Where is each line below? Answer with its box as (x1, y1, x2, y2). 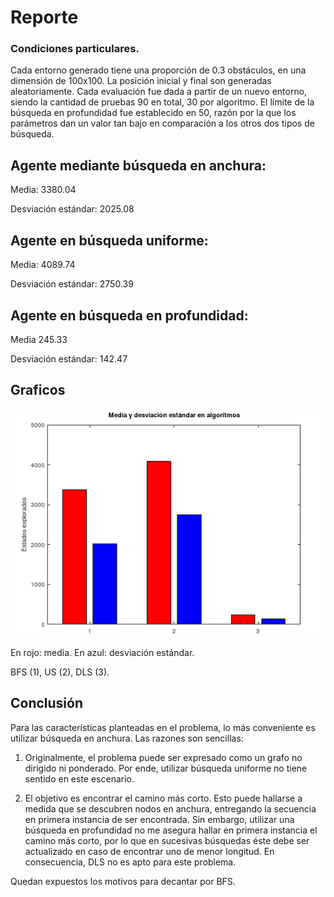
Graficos (10, 382, 66, 399)
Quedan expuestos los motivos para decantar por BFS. (10, 875, 236, 887)
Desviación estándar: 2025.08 (10, 203, 135, 215)
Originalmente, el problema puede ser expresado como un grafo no (24, 751, 303, 763)
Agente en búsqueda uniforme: (10, 232, 209, 249)
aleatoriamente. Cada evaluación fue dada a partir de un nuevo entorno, (10, 86, 308, 98)
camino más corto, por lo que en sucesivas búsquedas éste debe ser (24, 834, 310, 846)
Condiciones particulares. (10, 42, 140, 56)
